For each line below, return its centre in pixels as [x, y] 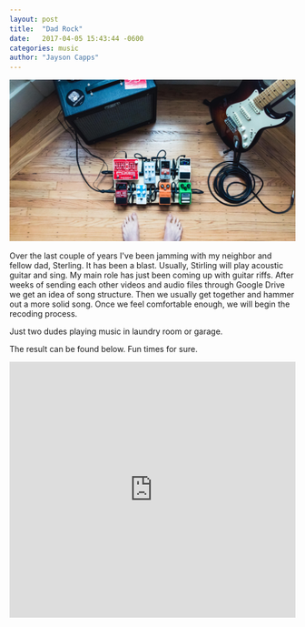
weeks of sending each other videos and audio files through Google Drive [148, 284]
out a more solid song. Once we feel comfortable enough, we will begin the [150, 304]
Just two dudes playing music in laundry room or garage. [116, 331]
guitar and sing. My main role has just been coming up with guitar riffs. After [152, 275]
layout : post [34, 19]
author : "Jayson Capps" [54, 58]
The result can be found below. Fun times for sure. [103, 349]
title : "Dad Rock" [46, 29]
